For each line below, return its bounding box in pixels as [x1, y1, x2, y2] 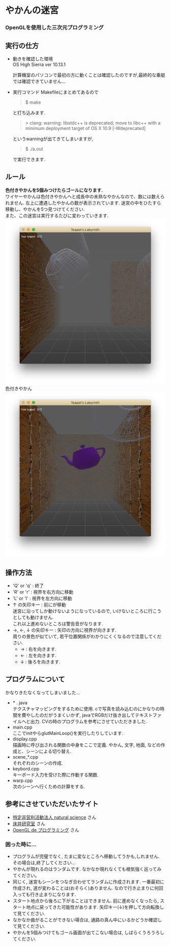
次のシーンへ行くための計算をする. [12, 783, 85, 790]
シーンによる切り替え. [26, 748, 72, 754]
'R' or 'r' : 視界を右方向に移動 [12, 589, 74, 595]
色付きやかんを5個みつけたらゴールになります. [5, 187, 103, 193]
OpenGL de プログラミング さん [12, 827, 80, 833]
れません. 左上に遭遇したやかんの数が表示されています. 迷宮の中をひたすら [5, 200, 161, 206]
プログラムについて [5, 675, 65, 683]
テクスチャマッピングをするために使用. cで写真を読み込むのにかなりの [12, 705, 160, 711]
